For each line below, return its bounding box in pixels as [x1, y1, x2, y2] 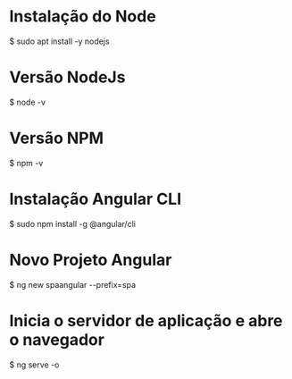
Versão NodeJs [9, 67, 126, 88]
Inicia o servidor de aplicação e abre [9, 310, 283, 331]
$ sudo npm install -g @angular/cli [9, 218, 137, 229]
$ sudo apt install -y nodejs [9, 36, 110, 46]
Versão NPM [9, 128, 104, 148]
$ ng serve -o [9, 359, 60, 370]
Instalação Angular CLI [9, 189, 182, 209]
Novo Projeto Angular [9, 249, 172, 270]
